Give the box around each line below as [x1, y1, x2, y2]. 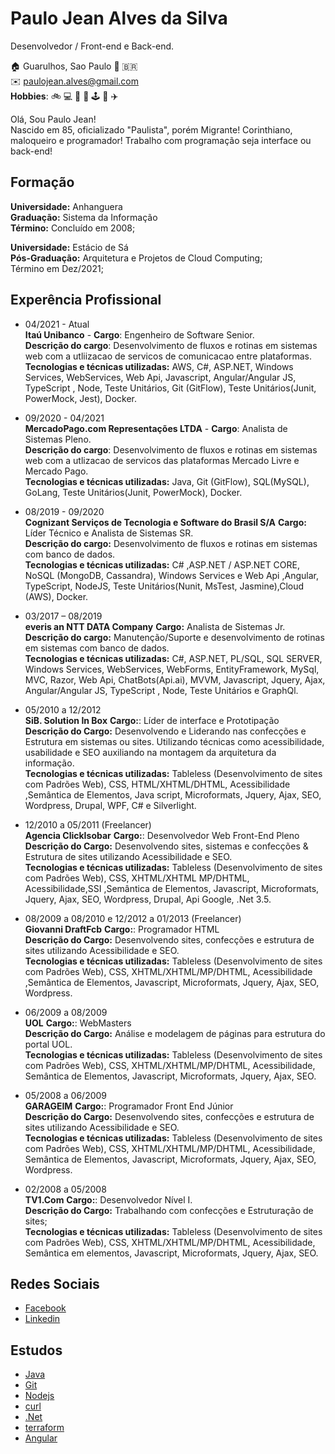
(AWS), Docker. [24, 590, 89, 602]
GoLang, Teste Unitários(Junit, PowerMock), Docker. [24, 486, 243, 498]
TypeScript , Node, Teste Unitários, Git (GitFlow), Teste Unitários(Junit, [24, 382, 317, 394]
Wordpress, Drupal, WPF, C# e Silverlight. [24, 799, 197, 811]
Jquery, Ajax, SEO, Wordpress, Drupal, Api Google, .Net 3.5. [24, 893, 272, 905]
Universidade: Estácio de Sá [10, 241, 129, 253]
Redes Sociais [10, 1275, 100, 1292]
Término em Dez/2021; [10, 262, 104, 274]
